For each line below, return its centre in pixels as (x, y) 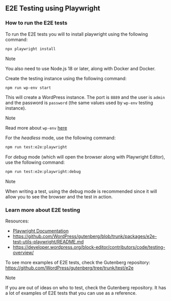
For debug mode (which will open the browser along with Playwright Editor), (85, 157)
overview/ (23, 253)
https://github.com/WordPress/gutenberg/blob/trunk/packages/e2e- (85, 236)
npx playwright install (31, 49)
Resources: (17, 221)
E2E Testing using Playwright (53, 8)
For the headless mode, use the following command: (60, 138)
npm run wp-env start (28, 88)
